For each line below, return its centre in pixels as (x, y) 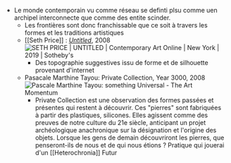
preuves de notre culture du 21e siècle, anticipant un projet (120, 122)
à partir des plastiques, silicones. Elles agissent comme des (121, 115)
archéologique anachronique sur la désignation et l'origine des (126, 130)
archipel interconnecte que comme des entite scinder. (92, 18)
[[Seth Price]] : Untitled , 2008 (67, 40)
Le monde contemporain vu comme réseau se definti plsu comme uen (115, 10)
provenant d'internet (65, 70)
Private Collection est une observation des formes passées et (124, 100)
